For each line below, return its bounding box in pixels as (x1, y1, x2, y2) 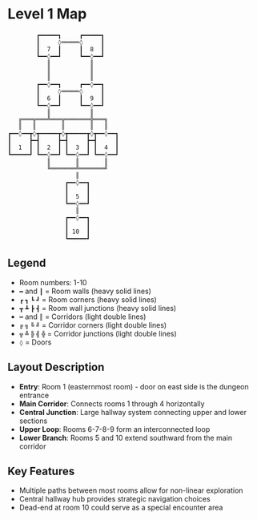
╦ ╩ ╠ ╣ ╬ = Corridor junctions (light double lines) (18, 329, 177, 338)
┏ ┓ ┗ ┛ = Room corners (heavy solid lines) (18, 294, 157, 304)
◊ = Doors (18, 337, 52, 347)
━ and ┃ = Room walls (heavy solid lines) (18, 286, 151, 296)
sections (18, 416, 48, 425)
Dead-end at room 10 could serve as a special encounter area (18, 502, 223, 513)
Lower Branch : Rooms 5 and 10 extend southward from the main (18, 433, 233, 442)
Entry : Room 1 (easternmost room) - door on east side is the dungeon (18, 381, 249, 391)
